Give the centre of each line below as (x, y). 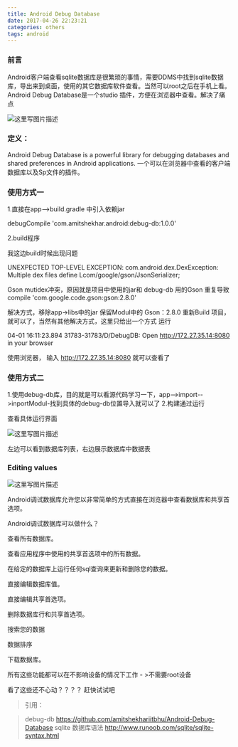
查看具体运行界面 (32, 419)
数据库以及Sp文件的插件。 (45, 172)
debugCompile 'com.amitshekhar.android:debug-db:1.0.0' (92, 223)
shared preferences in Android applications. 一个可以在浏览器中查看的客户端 (119, 163)
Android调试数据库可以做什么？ (53, 523)
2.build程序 (24, 238)
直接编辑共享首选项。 (38, 599)
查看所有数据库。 (32, 539)
